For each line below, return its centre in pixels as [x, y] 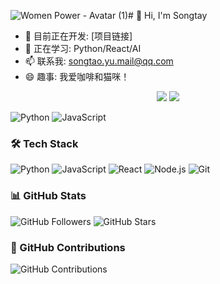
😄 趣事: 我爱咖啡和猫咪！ [77, 76]
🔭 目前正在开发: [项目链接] [78, 36]
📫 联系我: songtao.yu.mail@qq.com [99, 61]
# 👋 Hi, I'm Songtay [168, 15]
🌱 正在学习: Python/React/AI [83, 48]
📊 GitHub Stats [48, 196]
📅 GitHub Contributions [68, 247]
